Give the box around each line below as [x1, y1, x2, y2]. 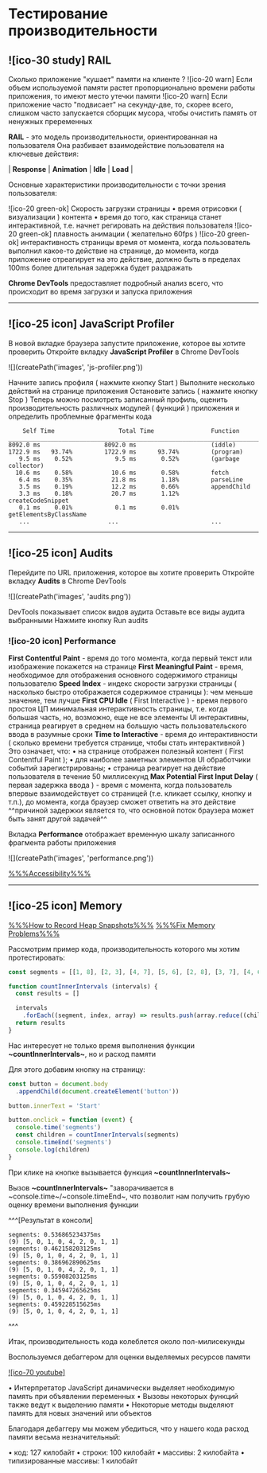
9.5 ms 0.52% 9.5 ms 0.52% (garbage [18, 454, 240, 462]
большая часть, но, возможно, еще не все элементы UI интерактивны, [8, 712, 249, 722]
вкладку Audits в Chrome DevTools [8, 576, 127, 586]
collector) [8, 462, 44, 470]
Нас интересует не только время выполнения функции [8, 1040, 195, 1050]
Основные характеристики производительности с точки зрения [8, 180, 226, 189]
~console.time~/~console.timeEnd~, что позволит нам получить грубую [8, 1191, 250, 1201]
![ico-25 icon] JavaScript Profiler [8, 318, 175, 331]
